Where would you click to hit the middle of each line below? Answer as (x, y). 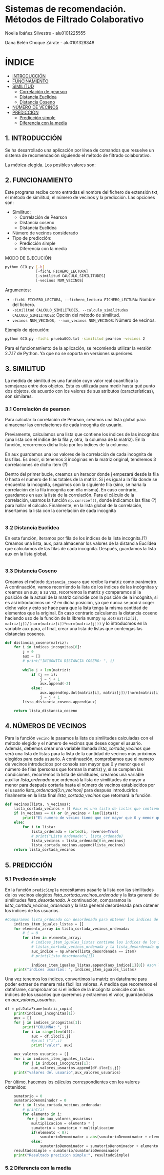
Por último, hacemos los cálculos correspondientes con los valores (72, 1082)
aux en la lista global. (26, 554)
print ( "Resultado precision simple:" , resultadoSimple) (72, 1155)
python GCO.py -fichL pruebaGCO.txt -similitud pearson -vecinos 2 (75, 339)
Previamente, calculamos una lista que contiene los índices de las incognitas (82, 434)
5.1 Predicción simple (31, 879)
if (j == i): (44, 675)
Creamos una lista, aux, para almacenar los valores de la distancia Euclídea (81, 543)
